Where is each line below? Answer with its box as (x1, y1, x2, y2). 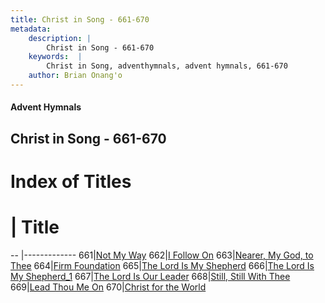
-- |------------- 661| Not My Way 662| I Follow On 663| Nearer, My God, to (10, 249, 314, 261)
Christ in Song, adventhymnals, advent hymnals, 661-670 (46, 61, 288, 71)
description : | (28, 33, 92, 43)
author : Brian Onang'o (28, 71, 123, 81)
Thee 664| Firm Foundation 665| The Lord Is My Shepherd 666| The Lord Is (10, 259, 315, 271)
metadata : (10, 24, 52, 34)
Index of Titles (10, 171, 132, 193)
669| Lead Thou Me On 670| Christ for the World (10, 281, 207, 293)
